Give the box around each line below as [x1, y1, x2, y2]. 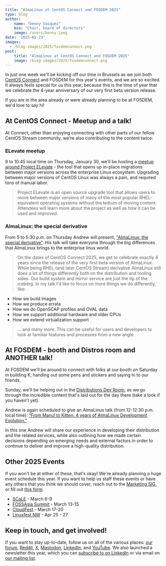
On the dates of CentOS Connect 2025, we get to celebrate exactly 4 [17, 254, 159, 260]
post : [5, 49, 16, 54]
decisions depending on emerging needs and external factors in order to [5, 438, 153, 444]
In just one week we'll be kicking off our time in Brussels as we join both [5, 71, 152, 77]
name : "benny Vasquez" [14, 21, 61, 26]
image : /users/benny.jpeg [14, 30, 68, 35]
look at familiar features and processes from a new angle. [17, 331, 135, 337]
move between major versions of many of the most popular [17, 194, 138, 201]
